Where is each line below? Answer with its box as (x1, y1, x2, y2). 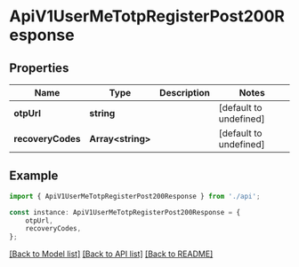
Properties (9, 60, 69, 75)
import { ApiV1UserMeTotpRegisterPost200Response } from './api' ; (9, 192, 261, 200)
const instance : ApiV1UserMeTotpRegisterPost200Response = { (9, 208, 241, 216)
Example (9, 169, 59, 184)
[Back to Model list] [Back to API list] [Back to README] (9, 248, 214, 259)
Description (159, 87, 211, 98)
